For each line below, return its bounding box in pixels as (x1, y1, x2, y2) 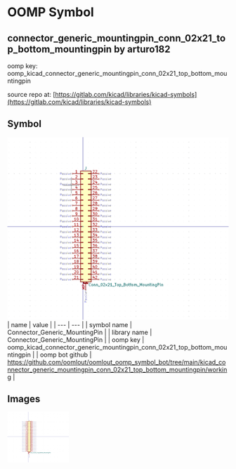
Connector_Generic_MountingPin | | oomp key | (7, 335, 145, 344)
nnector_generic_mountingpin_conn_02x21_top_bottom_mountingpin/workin (7, 365, 228, 374)
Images (7, 393, 41, 404)
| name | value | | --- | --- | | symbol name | (7, 320, 132, 329)
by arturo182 (113, 43, 171, 55)
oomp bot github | (39, 350, 92, 359)
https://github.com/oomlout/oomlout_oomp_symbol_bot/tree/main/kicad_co (7, 357, 226, 366)
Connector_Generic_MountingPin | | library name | (7, 328, 152, 336)
